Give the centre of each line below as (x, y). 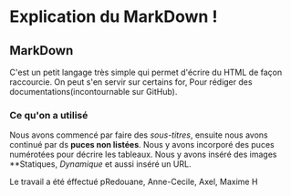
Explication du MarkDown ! (114, 17)
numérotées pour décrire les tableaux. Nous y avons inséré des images (143, 155)
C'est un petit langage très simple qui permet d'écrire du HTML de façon (146, 72)
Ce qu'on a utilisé (49, 115)
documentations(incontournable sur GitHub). (94, 92)
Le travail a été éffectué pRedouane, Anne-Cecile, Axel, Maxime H (134, 182)
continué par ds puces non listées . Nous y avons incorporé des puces (142, 145)
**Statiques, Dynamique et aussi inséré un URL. (100, 164)
